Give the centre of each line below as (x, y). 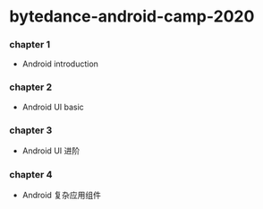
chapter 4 (31, 174)
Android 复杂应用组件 (61, 196)
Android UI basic (53, 107)
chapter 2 (31, 87)
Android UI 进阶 (51, 151)
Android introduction (60, 64)
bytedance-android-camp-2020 (132, 17)
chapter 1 (30, 45)
